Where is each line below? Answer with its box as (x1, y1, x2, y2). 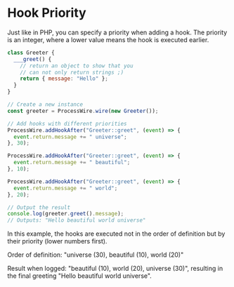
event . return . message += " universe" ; (13, 133, 128, 140)
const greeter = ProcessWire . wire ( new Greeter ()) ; (7, 107, 159, 114)
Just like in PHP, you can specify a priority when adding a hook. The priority (7, 28, 228, 36)
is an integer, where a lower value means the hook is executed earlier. (7, 35, 209, 44)
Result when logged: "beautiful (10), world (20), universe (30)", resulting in (7, 265, 223, 273)
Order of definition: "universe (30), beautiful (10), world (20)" (7, 251, 184, 259)
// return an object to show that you (20, 62, 134, 69)
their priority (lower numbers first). (7, 237, 108, 246)
